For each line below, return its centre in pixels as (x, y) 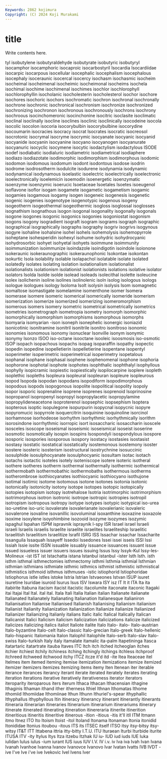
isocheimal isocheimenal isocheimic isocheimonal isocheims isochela (76, 84)
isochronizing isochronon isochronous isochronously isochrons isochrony (81, 110)
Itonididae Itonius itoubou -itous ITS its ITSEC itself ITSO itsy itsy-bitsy (77, 726)
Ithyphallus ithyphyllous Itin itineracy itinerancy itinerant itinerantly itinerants (83, 699)
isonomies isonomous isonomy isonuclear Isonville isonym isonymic (75, 333)
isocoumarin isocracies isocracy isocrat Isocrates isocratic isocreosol (76, 132)
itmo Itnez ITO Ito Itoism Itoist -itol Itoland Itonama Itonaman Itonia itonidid (81, 721)
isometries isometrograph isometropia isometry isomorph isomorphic (76, 312)
